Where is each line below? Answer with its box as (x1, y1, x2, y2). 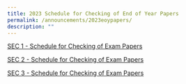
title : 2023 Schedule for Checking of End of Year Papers (7, 10, 179, 17)
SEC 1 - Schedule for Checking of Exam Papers (7, 42, 143, 51)
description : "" (7, 23, 54, 30)
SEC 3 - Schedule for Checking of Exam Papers (7, 69, 144, 77)
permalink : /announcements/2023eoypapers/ (7, 17, 132, 24)
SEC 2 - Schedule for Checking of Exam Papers (7, 56, 144, 64)
